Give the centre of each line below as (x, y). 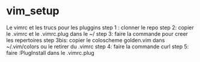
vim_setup (33, 11)
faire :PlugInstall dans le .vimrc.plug (50, 52)
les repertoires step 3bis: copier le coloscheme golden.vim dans (86, 40)
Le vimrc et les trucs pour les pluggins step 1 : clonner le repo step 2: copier (100, 27)
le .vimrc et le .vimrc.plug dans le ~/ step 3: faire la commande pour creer (97, 33)
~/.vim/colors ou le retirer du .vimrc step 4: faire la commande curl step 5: (98, 46)
